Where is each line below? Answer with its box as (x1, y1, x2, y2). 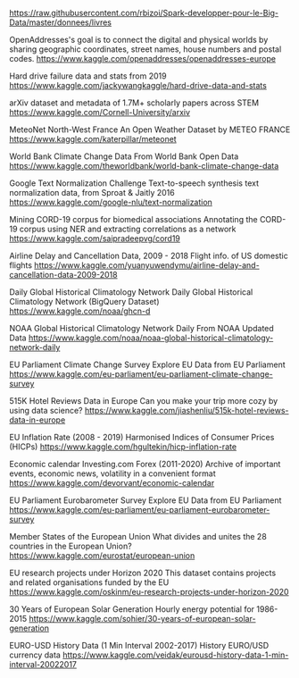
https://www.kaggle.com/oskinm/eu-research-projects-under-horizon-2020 (9, 587, 289, 597)
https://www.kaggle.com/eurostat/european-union (9, 550, 195, 561)
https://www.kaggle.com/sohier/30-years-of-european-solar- (29, 614, 256, 624)
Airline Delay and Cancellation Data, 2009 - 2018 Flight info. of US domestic (9, 250, 288, 261)
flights (9, 260, 33, 271)
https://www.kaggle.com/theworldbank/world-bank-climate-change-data (9, 161, 279, 171)
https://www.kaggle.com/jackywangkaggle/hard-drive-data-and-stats (9, 80, 268, 90)
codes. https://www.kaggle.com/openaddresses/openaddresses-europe (9, 54, 277, 63)
